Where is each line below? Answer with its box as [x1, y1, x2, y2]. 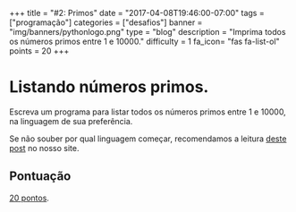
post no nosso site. [9, 142, 80, 153]
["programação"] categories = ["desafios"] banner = [9, 17, 203, 28]
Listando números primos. [9, 77, 209, 98]
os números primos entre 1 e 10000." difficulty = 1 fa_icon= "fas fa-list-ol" [9, 36, 280, 47]
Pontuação [9, 169, 72, 184]
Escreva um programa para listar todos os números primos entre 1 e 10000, [9, 106, 286, 117]
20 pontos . [9, 192, 49, 203]
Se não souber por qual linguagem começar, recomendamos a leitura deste [9, 133, 287, 144]
